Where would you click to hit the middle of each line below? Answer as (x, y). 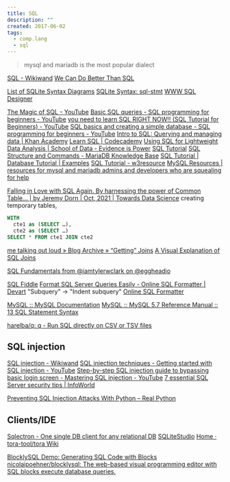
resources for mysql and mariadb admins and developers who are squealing (114, 170)
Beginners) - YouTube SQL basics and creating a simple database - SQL (109, 126)
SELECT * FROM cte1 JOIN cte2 (50, 237)
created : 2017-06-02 (37, 26)
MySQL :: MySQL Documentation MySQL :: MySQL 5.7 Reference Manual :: (113, 304)
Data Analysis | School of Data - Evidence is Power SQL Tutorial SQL (104, 148)
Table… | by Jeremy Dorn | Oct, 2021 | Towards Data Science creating (105, 198)
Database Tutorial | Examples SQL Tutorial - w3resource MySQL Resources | (115, 163)
